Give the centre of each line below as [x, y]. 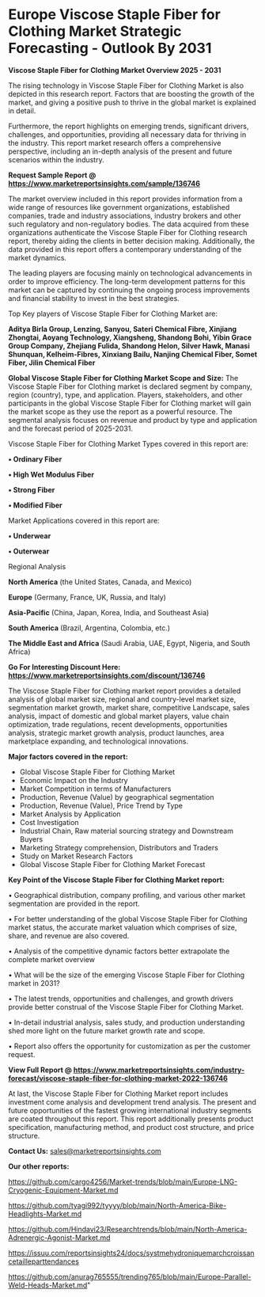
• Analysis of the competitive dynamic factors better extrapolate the [119, 951]
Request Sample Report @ [52, 175]
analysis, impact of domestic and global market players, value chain [119, 716]
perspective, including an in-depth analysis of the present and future [120, 151]
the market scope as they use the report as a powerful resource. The [120, 411]
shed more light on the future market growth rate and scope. [107, 1030]
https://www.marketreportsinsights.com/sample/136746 [104, 183]
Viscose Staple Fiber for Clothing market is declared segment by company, [131, 386]
